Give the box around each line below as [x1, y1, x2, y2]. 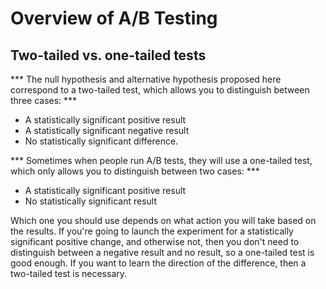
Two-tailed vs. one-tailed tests [10, 47, 207, 64]
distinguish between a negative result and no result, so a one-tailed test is [10, 247, 315, 258]
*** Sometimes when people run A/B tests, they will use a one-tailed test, [10, 155, 313, 166]
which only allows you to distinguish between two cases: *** [10, 165, 260, 177]
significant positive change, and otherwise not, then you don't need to [10, 236, 300, 247]
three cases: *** [10, 95, 78, 106]
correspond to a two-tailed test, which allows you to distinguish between [10, 84, 310, 96]
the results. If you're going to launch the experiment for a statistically [10, 225, 294, 237]
